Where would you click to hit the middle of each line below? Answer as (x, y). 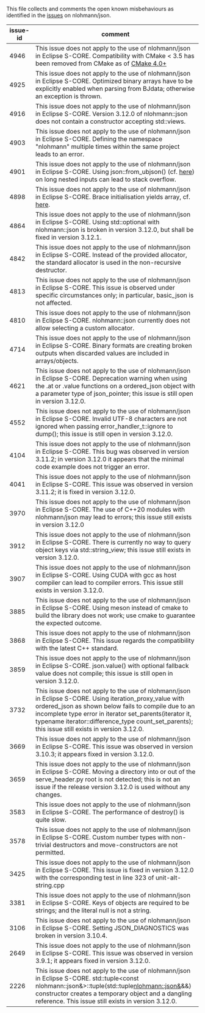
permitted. (50, 852)
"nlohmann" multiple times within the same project (108, 147)
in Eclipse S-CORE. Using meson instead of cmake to (112, 608)
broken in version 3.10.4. (72, 936)
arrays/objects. (57, 361)
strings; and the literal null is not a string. (93, 910)
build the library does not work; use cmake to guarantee (115, 615)
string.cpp (50, 885)
